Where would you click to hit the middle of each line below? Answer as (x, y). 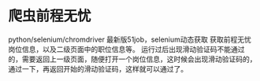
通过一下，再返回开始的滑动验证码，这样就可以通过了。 (98, 68)
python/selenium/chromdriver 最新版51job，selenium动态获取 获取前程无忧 (130, 39)
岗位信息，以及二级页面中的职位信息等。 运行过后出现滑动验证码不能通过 (126, 49)
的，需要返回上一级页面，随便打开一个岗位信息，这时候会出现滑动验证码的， (132, 59)
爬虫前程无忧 (50, 16)
